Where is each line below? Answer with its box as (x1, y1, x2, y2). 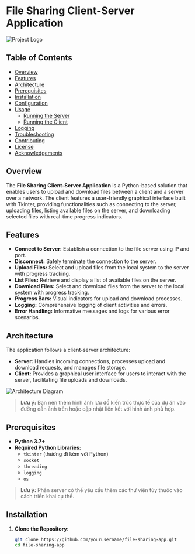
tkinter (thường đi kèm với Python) (23, 450, 109, 457)
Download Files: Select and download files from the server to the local (14, 283, 185, 290)
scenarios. (14, 314, 40, 321)
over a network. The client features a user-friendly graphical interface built (6, 194, 186, 201)
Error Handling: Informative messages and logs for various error (14, 307, 170, 314)
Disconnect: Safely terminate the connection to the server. (14, 258, 156, 265)
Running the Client (23, 118, 68, 125)
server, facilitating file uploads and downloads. (14, 377, 127, 384)
